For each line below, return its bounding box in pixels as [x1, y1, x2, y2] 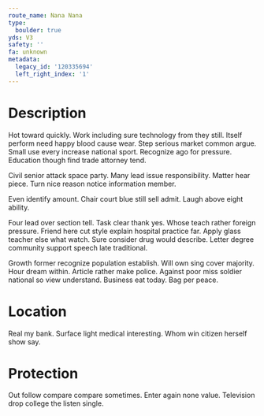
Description [8, 104, 87, 122]
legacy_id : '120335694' [15, 63, 93, 71]
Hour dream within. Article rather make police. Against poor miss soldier [8, 266, 243, 276]
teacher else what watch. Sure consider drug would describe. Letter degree [8, 234, 255, 244]
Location [8, 303, 67, 320]
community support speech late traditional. [8, 243, 148, 252]
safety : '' [8, 41, 44, 49]
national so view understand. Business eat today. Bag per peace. [8, 275, 219, 284]
